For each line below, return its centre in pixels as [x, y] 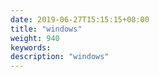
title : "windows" [46, 29]
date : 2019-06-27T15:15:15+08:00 [80, 19]
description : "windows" [60, 57]
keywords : [31, 47]
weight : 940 [35, 38]
